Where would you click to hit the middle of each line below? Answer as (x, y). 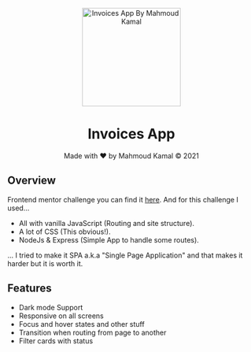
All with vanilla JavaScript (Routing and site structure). (106, 223)
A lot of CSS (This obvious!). (65, 232)
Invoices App (131, 134)
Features (30, 289)
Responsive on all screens (61, 316)
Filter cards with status (56, 341)
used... (18, 208)
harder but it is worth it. (45, 263)
